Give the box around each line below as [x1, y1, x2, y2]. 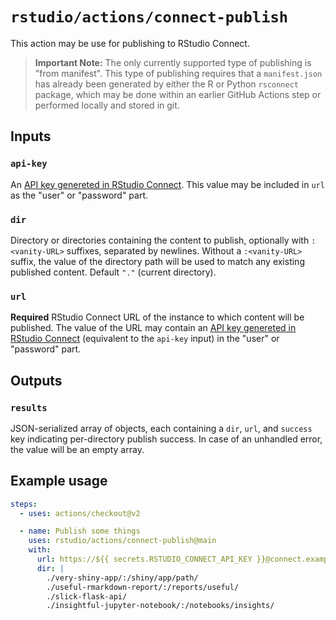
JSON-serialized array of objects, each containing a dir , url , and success [10, 422, 313, 434]
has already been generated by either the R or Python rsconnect [34, 78, 300, 90]
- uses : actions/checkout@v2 [19, 508, 141, 518]
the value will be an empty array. [10, 443, 145, 455]
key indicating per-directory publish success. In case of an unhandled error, [10, 433, 323, 445]
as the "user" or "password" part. [10, 189, 149, 201]
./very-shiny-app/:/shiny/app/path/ [46, 573, 199, 583]
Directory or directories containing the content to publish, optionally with [10, 234, 310, 246]
